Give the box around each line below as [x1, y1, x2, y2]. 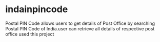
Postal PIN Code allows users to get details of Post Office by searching [5, 20, 155, 26]
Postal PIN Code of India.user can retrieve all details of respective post [5, 25, 155, 31]
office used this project [5, 31, 54, 37]
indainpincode [5, 4, 68, 15]
